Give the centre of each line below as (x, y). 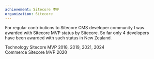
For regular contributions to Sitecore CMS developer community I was (75, 27)
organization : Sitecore (29, 14)
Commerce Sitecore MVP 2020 (36, 52)
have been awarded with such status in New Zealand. (59, 38)
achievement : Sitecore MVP (32, 9)
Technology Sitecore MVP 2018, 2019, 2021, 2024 (55, 47)
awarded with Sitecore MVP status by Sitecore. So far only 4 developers (77, 33)
